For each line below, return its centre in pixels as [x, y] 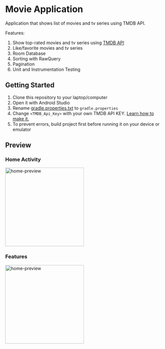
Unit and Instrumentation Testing [46, 69]
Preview [18, 145]
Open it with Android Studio [41, 103]
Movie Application [44, 9]
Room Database [29, 53]
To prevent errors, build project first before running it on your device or [86, 124]
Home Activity [23, 159]
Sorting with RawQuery [36, 58]
